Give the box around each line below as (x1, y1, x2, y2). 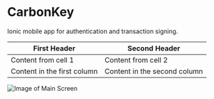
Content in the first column (10, 66, 98, 76)
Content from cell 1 (10, 55, 75, 64)
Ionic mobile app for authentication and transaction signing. (7, 27, 178, 35)
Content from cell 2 (104, 55, 169, 64)
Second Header (127, 43, 181, 53)
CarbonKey (7, 4, 75, 20)
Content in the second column (104, 66, 204, 76)
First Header (33, 43, 75, 53)
